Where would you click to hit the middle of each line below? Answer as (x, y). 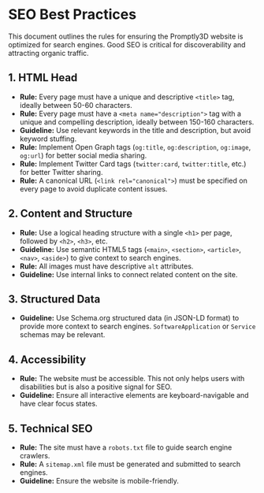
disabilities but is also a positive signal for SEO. (96, 387)
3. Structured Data (54, 299)
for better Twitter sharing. (61, 172)
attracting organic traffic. (48, 53)
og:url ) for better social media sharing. (83, 155)
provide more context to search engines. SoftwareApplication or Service (138, 326)
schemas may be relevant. (62, 335)
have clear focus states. (58, 404)
